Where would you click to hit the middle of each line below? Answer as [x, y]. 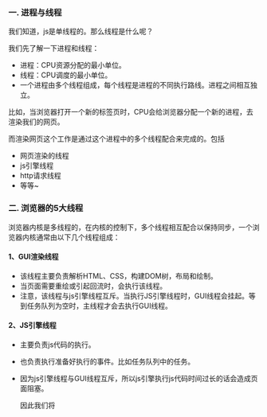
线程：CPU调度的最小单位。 [66, 75]
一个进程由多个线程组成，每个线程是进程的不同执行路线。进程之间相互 [135, 85]
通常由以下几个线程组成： [78, 237]
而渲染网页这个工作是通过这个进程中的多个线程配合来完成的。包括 [116, 139]
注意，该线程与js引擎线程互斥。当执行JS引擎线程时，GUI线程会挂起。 [134, 295]
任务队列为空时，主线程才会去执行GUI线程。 [100, 306]
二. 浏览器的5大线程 [46, 208]
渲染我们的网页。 [36, 122]
